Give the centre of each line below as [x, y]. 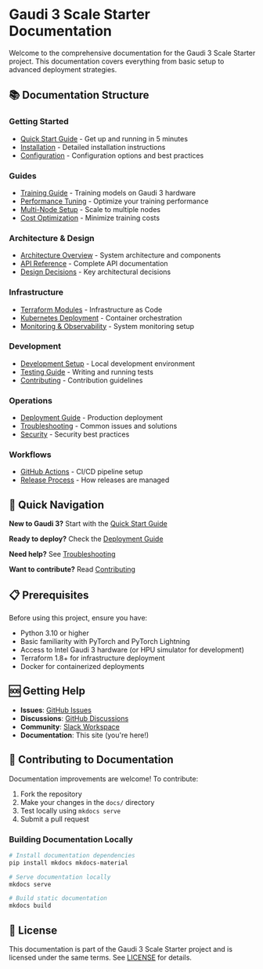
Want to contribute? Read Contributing [72, 569]
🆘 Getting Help [47, 691]
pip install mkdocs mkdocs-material [68, 863]
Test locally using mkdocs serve [70, 810]
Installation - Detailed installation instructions [93, 147]
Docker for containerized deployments [82, 667]
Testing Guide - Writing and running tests [86, 371]
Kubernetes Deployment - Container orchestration [101, 318]
